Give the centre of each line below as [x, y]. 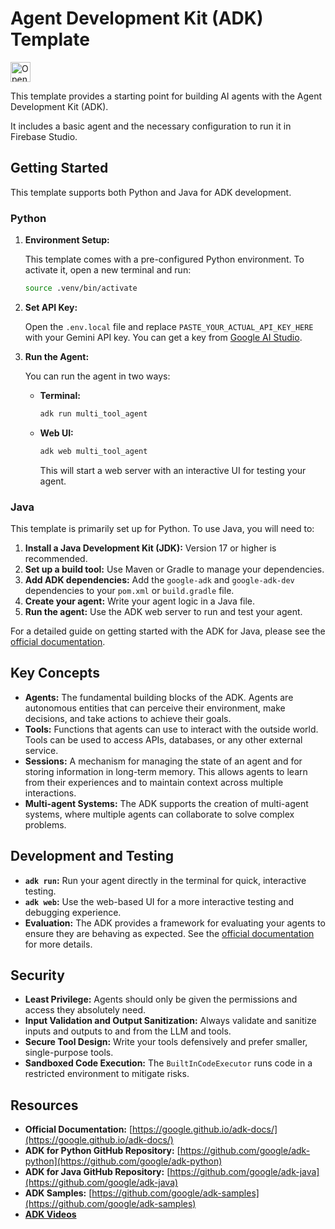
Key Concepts [55, 673]
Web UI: [56, 433]
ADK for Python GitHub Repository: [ [102, 1151]
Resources [44, 1105]
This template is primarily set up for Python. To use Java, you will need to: [162, 528]
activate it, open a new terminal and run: [108, 270]
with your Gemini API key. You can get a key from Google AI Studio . [163, 337]
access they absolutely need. [85, 1010]
